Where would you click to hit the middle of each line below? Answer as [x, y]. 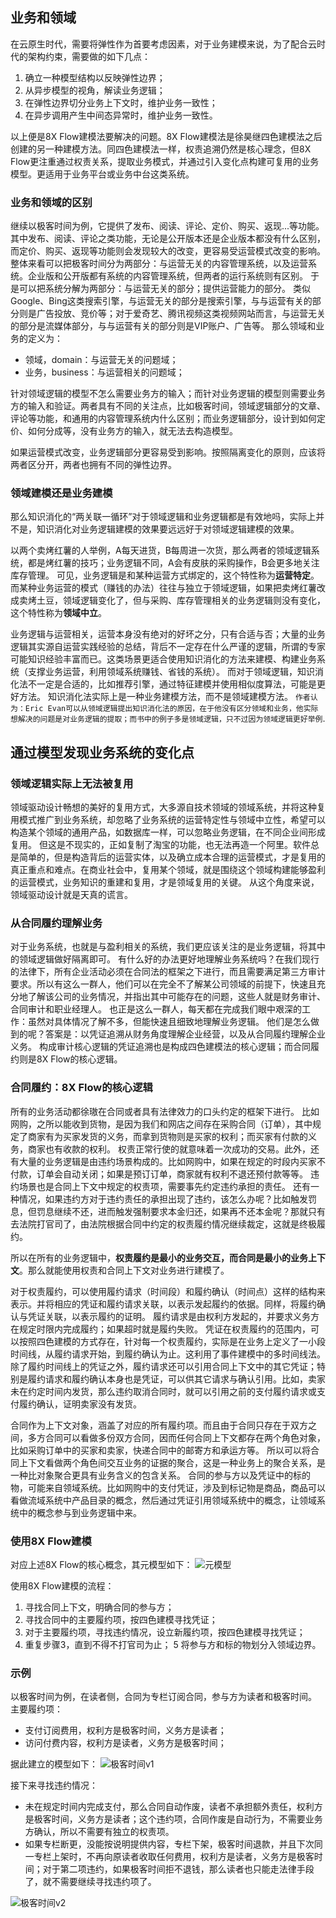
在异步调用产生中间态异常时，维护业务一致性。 [121, 115]
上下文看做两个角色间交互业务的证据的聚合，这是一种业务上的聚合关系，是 [172, 1462]
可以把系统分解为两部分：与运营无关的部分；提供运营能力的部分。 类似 [164, 289]
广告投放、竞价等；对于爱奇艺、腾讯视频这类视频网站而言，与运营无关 [181, 314]
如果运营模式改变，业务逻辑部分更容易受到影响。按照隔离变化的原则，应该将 [168, 452]
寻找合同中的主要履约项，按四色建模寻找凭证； [121, 1619]
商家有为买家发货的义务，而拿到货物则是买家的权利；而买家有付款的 [167, 1136]
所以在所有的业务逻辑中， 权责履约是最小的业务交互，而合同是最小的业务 [159, 1257]
